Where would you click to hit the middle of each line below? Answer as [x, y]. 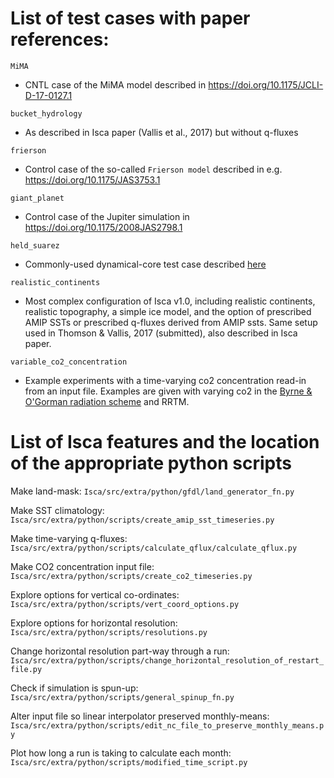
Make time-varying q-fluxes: [69, 538]
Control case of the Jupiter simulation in [107, 216]
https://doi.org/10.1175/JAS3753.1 [92, 179]
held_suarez [35, 245]
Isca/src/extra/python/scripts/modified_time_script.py [129, 762]
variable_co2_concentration [69, 362]
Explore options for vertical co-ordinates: [95, 594]
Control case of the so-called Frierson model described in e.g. [153, 169]
